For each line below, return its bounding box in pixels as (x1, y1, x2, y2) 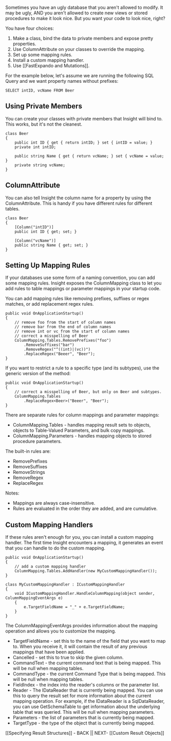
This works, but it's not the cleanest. (5, 121, 83, 127)
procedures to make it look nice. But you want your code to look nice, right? (5, 15, 165, 21)
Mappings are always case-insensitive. (12, 500, 96, 506)
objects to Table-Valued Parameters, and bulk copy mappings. (12, 427, 145, 434)
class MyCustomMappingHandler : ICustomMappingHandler (5, 582, 125, 587)
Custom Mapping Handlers (5, 520, 93, 529)
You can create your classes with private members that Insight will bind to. (5, 115, 163, 121)
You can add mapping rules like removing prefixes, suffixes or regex (5, 295, 149, 302)
